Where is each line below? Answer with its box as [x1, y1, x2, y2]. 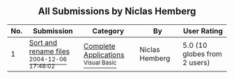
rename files [29, 46, 70, 56]
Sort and [29, 37, 58, 47]
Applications [83, 50, 125, 60]
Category [92, 26, 125, 35]
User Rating [182, 26, 223, 35]
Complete [83, 41, 116, 51]
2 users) [182, 58, 210, 67]
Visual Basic [83, 58, 117, 67]
